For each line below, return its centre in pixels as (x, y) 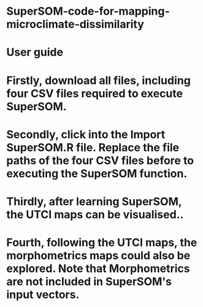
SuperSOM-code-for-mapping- (88, 11)
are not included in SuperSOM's (89, 282)
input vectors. (43, 295)
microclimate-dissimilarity (75, 24)
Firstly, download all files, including (99, 80)
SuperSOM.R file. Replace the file (93, 147)
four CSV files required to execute (94, 93)
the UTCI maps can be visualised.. (95, 214)
